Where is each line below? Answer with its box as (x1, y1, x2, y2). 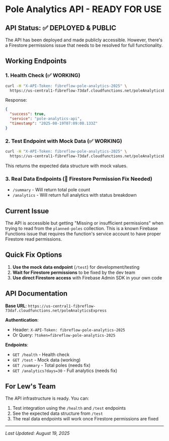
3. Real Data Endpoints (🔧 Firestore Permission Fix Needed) (5, 175, 152, 182)
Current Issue (5, 206, 49, 215)
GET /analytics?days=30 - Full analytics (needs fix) (12, 367, 118, 374)
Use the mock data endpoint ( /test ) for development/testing (12, 264, 140, 270)
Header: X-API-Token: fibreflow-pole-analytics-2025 (12, 326, 126, 333)
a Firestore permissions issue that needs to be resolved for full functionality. (5, 42, 163, 48)
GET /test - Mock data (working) (12, 356, 81, 363)
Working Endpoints (5, 57, 67, 65)
